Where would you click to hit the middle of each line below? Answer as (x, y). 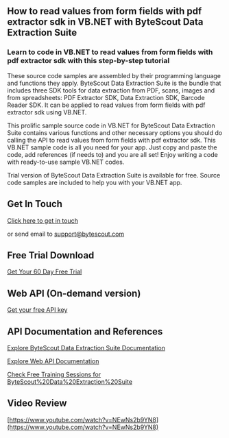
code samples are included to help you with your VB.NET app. (95, 182)
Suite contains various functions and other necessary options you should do (115, 132)
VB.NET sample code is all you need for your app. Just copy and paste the (112, 147)
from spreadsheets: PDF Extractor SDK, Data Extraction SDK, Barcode (106, 97)
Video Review (37, 403)
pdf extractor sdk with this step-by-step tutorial (88, 61)
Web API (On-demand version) (74, 293)
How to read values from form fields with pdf (105, 11)
